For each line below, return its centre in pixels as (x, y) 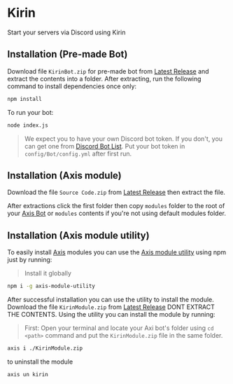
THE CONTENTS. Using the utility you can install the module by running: (111, 314)
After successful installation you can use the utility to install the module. (111, 300)
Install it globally (48, 273)
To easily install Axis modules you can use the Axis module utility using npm (117, 252)
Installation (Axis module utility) (78, 235)
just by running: (30, 260)
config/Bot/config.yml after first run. (78, 153)
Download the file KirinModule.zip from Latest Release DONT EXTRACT (111, 307)
